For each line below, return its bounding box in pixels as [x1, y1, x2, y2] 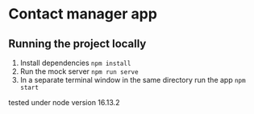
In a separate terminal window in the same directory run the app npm [19, 75, 246, 84]
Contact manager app [8, 5, 157, 23]
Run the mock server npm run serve [19, 67, 139, 76]
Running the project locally [8, 37, 147, 51]
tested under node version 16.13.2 [8, 98, 120, 107]
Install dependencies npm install [19, 58, 131, 67]
